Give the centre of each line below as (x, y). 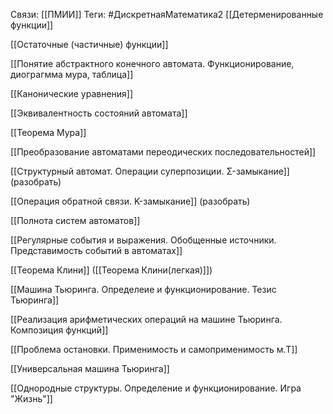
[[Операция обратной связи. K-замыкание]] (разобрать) (130, 201)
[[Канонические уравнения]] (72, 93)
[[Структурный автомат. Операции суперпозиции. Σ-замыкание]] (150, 171)
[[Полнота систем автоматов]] (75, 220)
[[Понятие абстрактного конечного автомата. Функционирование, (152, 63)
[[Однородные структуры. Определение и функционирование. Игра (156, 388)
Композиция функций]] (59, 330)
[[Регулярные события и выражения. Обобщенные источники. (143, 240)
